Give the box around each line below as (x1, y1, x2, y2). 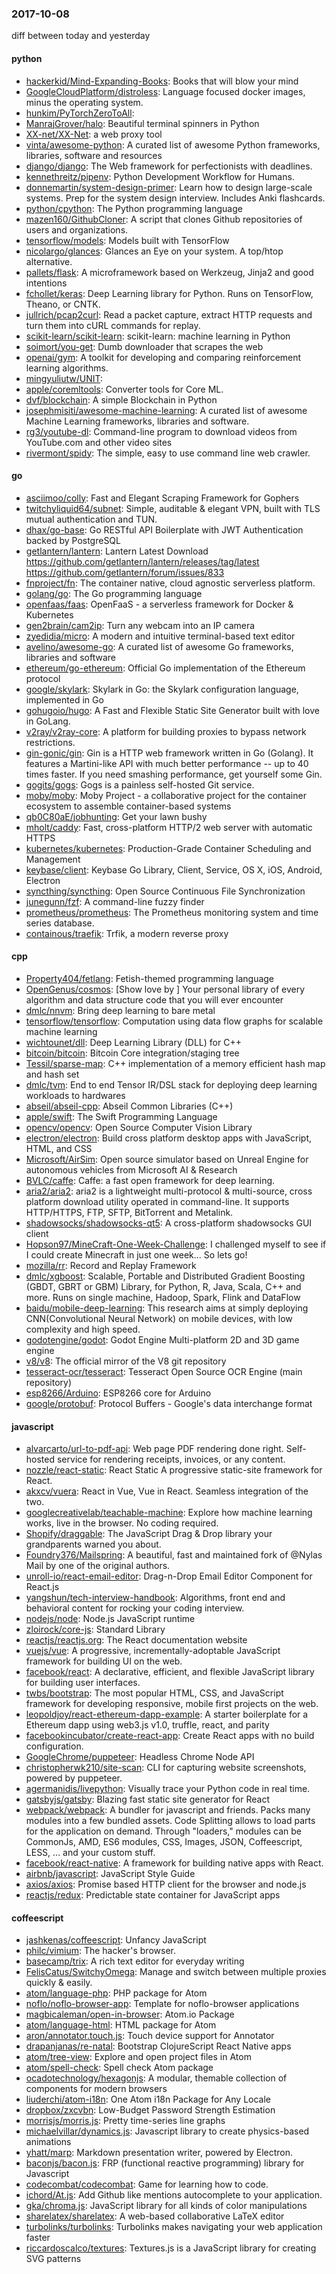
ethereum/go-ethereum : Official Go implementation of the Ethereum (25, 662, 306, 674)
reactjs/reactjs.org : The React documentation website (25, 1634, 248, 1646)
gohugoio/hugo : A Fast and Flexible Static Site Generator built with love (25, 704, 320, 716)
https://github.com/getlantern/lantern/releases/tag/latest (25, 555, 260, 567)
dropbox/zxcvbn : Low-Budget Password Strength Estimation (25, 2104, 276, 2116)
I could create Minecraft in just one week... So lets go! (25, 1248, 248, 1261)
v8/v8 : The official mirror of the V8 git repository (25, 1355, 227, 1367)
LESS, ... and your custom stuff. (25, 1847, 156, 1859)
